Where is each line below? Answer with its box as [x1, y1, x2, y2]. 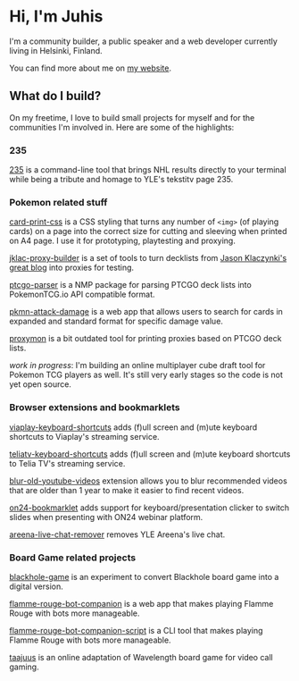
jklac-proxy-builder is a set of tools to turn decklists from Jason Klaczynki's [9, 253, 287, 264]
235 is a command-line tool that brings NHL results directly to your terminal [9, 164, 287, 175]
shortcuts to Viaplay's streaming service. [9, 431, 160, 441]
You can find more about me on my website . [9, 63, 172, 73]
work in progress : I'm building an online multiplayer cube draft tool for [9, 360, 266, 371]
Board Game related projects [9, 551, 137, 564]
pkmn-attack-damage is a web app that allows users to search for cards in [9, 307, 284, 317]
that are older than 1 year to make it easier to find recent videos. [9, 484, 245, 495]
